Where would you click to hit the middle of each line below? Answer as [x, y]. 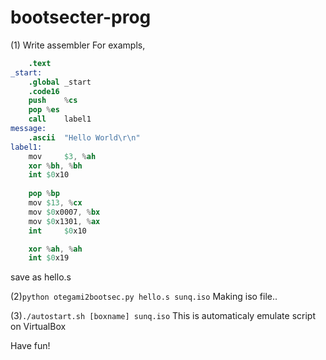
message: [28, 129]
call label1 [60, 119]
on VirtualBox [38, 327]
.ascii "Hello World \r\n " [84, 137]
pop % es [44, 110]
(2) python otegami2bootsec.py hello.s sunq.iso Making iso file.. [144, 297]
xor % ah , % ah [55, 249]
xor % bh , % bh [55, 166]
